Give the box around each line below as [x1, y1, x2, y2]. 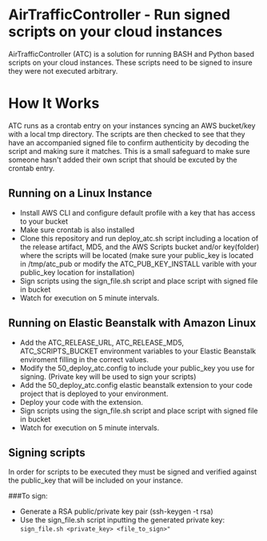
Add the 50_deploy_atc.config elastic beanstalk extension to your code [19, 380, 253, 390]
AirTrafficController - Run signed [8, 6, 230, 24]
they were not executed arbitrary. [8, 66, 118, 75]
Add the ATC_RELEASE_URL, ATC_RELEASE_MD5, [19, 337, 185, 347]
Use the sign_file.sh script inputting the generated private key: [19, 515, 225, 525]
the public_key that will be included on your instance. [8, 475, 184, 486]
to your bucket [19, 216, 69, 226]
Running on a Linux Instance [8, 187, 153, 200]
